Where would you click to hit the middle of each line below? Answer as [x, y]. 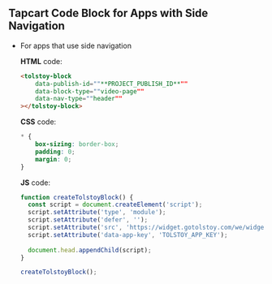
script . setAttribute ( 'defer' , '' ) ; [88, 220]
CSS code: [38, 122]
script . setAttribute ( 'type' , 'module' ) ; [97, 213]
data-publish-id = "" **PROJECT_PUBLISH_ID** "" [112, 84]
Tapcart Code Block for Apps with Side [108, 13]
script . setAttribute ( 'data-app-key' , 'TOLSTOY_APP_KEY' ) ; [128, 235]
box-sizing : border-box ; [77, 144]
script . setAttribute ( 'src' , [76, 228]
